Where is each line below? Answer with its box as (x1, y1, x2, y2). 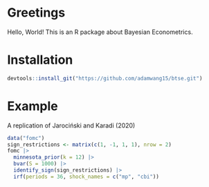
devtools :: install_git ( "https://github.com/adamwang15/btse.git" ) (7, 75, 203, 82)
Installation (7, 52, 73, 68)
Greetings (7, 5, 66, 21)
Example (7, 98, 58, 114)
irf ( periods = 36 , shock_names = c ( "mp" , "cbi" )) (13, 173, 159, 180)
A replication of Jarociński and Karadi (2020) (7, 121, 136, 130)
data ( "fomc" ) (7, 134, 45, 141)
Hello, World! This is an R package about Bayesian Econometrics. (7, 28, 193, 36)
